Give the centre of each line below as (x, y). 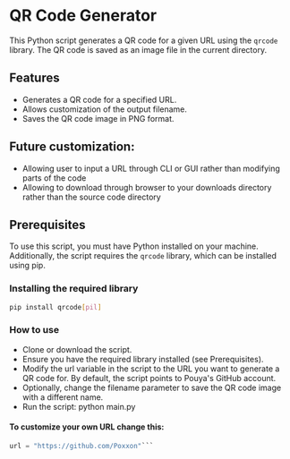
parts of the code (54, 178)
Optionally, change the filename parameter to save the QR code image (152, 387)
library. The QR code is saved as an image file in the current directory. (138, 49)
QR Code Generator (83, 16)
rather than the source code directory (91, 197)
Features (34, 78)
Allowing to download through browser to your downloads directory (147, 187)
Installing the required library (74, 289)
